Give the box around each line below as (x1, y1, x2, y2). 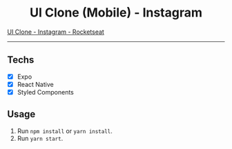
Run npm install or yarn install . (17, 126, 113, 135)
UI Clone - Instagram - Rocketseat (7, 28, 105, 36)
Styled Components (17, 88, 75, 96)
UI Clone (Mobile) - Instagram (30, 5, 202, 21)
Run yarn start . (17, 134, 64, 142)
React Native (17, 80, 54, 88)
